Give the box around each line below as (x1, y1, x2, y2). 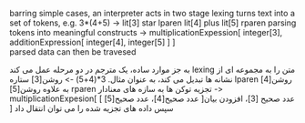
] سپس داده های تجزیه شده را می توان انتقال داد (9, 103, 175, 113)
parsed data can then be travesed (9, 46, 137, 57)
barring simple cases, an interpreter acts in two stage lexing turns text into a (9, 8, 296, 18)
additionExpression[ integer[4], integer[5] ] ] (9, 36, 176, 47)
